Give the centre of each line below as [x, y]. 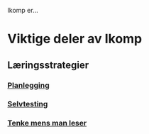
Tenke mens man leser [47, 123]
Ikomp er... [23, 10]
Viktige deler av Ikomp [75, 39]
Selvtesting [28, 104]
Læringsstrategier [48, 65]
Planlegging [28, 85]
